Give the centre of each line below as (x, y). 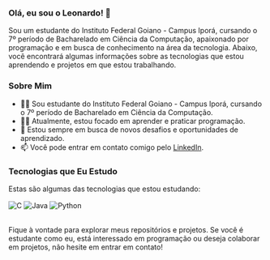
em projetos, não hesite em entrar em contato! (86, 247)
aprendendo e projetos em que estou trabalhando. (92, 65)
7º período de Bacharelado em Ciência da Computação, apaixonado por (129, 39)
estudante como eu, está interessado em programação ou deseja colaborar (134, 238)
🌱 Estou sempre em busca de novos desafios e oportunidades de (129, 130)
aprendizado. (42, 138)
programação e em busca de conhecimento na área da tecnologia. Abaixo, (133, 48)
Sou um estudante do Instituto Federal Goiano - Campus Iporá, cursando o (133, 31)
